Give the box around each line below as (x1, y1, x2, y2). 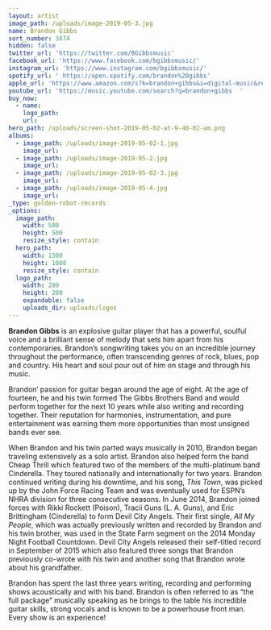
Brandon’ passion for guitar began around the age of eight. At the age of (8, 384, 248, 394)
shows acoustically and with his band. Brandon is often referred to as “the (8, 586, 254, 596)
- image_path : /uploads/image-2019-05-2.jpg (15, 154, 168, 162)
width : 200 (23, 281, 60, 290)
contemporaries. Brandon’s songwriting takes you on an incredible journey (8, 343, 256, 353)
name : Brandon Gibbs (8, 27, 78, 35)
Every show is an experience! (8, 612, 106, 622)
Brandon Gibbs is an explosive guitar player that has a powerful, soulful (8, 325, 247, 335)
